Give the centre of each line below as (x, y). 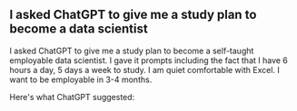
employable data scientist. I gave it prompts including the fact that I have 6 (149, 60)
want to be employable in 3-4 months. (81, 79)
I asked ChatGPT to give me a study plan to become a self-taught (132, 51)
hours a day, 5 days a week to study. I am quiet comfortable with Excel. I (144, 69)
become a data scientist (79, 29)
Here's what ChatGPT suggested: (72, 97)
